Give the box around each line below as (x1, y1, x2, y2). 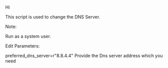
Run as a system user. (5, 33, 52, 39)
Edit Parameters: (5, 43, 40, 49)
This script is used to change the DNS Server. (5, 14, 100, 19)
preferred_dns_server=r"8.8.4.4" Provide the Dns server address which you (5, 52, 163, 58)
